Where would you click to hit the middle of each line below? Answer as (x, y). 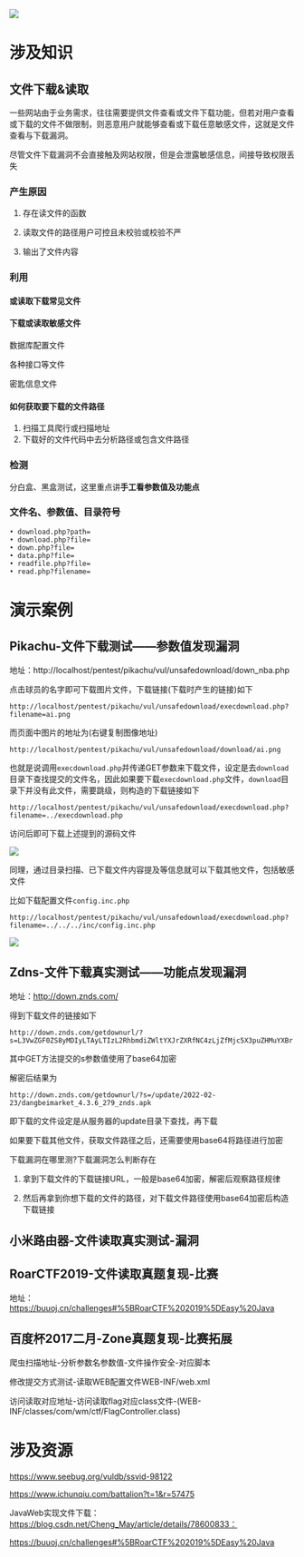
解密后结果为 (33, 1077)
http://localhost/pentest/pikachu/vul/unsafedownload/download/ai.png (145, 749)
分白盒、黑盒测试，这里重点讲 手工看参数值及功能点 (104, 486)
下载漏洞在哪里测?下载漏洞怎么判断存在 (83, 1159)
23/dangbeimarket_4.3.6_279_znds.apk (81, 1102)
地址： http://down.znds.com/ (64, 996)
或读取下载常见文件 (45, 300)
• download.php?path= (50, 532)
